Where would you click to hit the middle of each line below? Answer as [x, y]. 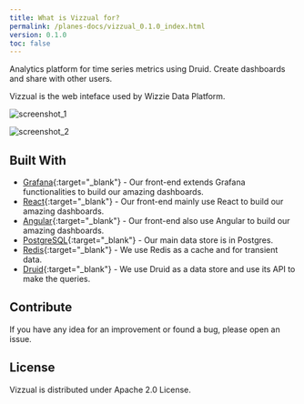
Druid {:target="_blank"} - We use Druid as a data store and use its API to [159, 269]
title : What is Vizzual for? [65, 18]
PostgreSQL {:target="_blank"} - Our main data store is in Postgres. [148, 240]
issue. [20, 338]
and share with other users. [61, 79]
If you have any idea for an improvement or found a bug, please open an [145, 329]
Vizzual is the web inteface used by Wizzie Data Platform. [117, 96]
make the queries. [56, 279]
